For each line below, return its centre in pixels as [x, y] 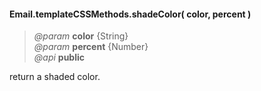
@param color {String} [81, 36]
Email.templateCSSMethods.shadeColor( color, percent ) [130, 14]
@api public [59, 57]
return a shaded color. [55, 77]
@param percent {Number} [91, 47]
